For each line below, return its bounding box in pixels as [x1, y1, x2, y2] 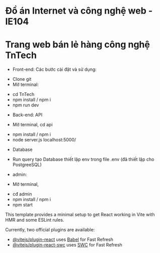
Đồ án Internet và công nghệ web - [5, 5, 153, 17]
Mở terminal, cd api [12, 122, 53, 128]
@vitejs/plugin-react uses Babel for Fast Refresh [12, 236, 114, 242]
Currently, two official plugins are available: [5, 227, 95, 233]
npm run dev [12, 102, 39, 108]
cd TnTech [12, 91, 35, 97]
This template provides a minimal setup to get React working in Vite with [5, 212, 155, 218]
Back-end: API [12, 112, 43, 118]
